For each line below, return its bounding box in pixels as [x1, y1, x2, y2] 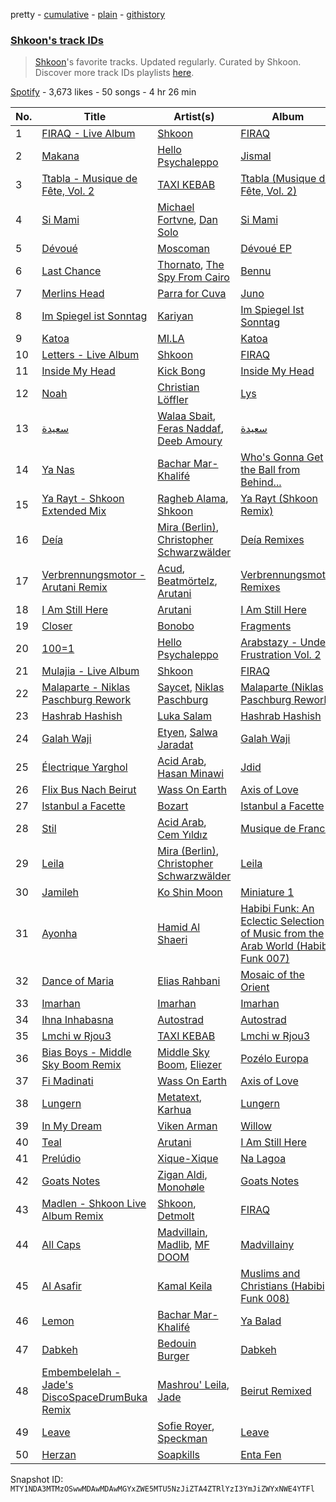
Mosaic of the [240, 968, 305, 982]
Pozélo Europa [240, 1052, 309, 1066]
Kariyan [157, 309, 194, 323]
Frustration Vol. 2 [240, 648, 322, 662]
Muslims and [240, 1267, 301, 1281]
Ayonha [41, 927, 78, 941]
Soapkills [157, 1448, 200, 1462]
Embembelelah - [41, 1365, 122, 1379]
